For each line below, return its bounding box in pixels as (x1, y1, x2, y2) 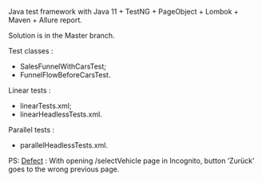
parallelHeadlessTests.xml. (19, 140, 108, 150)
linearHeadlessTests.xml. (19, 109, 102, 119)
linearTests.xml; (19, 101, 72, 110)
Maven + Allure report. (8, 15, 82, 25)
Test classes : (8, 46, 54, 55)
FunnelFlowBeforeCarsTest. (19, 70, 111, 79)
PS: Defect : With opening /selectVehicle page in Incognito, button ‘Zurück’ (8, 156, 255, 165)
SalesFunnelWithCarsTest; (19, 61, 106, 71)
